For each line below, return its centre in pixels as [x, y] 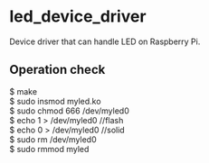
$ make [24, 91]
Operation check [57, 70]
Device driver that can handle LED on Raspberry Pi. [105, 41]
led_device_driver [78, 17]
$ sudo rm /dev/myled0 [53, 139]
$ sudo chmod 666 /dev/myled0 [69, 111]
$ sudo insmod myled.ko [55, 101]
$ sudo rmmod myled [49, 149]
